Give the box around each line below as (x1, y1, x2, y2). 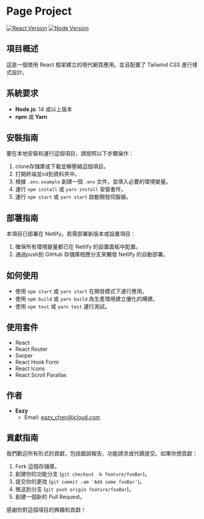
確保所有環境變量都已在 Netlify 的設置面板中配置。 (15, 243, 141, 250)
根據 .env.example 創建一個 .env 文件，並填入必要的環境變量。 (15, 178, 172, 185)
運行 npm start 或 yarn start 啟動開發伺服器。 (15, 193, 132, 200)
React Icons (15, 364, 46, 372)
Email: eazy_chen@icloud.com (24, 413, 100, 421)
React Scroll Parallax (15, 371, 67, 378)
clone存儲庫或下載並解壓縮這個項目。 (15, 163, 109, 170)
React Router (15, 345, 48, 353)
